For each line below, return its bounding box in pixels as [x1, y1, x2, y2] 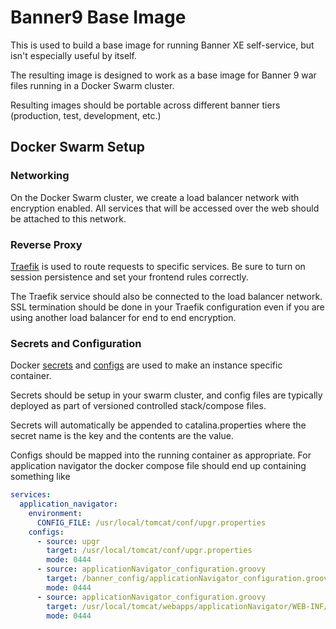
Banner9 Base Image [10, 6, 187, 29]
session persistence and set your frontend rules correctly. [10, 271, 249, 283]
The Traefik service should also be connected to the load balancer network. [10, 290, 323, 302]
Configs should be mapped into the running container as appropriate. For [10, 449, 312, 461]
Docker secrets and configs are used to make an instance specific [10, 359, 283, 371]
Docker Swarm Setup [10, 139, 145, 156]
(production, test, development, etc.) [10, 109, 162, 121]
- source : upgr [36, 536, 101, 546]
